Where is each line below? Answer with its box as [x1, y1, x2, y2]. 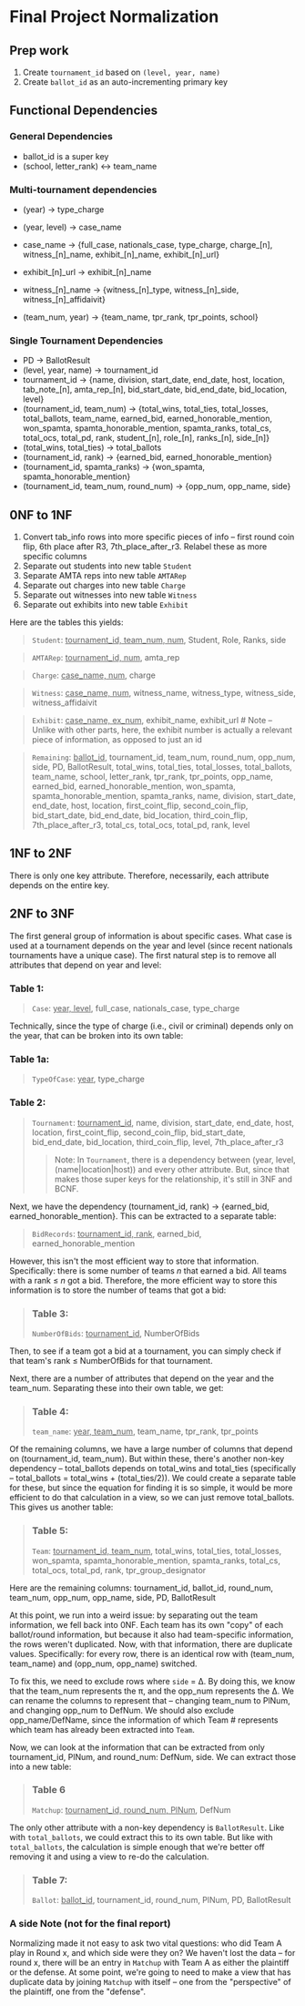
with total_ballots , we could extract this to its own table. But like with [9, 1831, 273, 1842]
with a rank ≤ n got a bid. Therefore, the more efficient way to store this [9, 1274, 278, 1285]
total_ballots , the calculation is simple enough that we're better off [9, 1841, 266, 1852]
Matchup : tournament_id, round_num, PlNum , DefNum [31, 1804, 231, 1815]
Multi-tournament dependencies [9, 183, 158, 196]
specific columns [22, 551, 87, 562]
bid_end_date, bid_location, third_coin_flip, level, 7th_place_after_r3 [31, 1136, 284, 1147]
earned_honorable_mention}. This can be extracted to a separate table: [9, 1210, 277, 1222]
